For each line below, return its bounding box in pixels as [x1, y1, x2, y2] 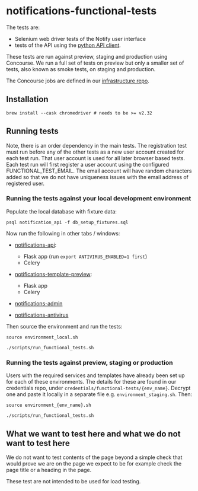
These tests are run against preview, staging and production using [6, 53, 168, 60]
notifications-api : [14, 241, 57, 248]
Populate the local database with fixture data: [6, 208, 117, 215]
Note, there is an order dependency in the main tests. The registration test [6, 142, 187, 149]
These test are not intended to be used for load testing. [6, 477, 141, 484]
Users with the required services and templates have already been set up [6, 372, 185, 379]
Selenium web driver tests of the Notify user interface [14, 35, 146, 42]
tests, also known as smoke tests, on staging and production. [6, 65, 156, 72]
